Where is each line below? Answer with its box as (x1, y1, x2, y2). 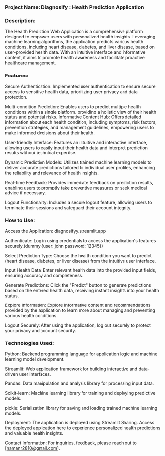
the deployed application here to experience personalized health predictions (5, 425, 161, 431)
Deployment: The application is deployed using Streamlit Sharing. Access (5, 420, 155, 426)
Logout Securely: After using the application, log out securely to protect (5, 322, 151, 328)
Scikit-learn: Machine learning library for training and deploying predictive (5, 390, 156, 396)
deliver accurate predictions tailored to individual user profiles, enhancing (5, 164, 155, 170)
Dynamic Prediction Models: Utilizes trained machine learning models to (5, 159, 152, 165)
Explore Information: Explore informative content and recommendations (5, 302, 151, 308)
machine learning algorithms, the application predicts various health (5, 39, 144, 45)
